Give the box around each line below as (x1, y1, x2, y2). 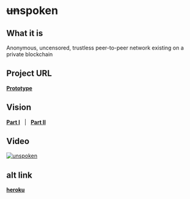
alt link (6, 170, 32, 180)
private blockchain (6, 51, 53, 58)
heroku (6, 186, 25, 194)
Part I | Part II (6, 118, 46, 126)
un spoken (6, 4, 59, 18)
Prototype (6, 84, 32, 92)
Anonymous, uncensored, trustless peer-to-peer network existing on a (6, 44, 185, 51)
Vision (6, 102, 32, 113)
